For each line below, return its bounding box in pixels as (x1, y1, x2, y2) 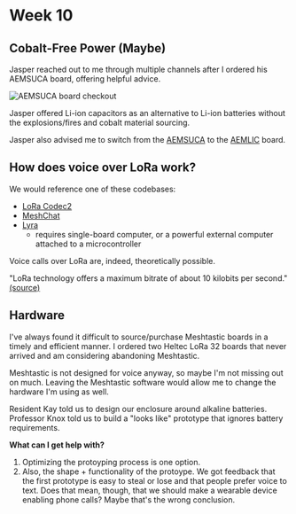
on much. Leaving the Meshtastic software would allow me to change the (9, 377, 277, 387)
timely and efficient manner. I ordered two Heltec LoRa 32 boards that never (9, 340, 287, 351)
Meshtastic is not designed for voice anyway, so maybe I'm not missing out (9, 367, 284, 378)
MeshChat (21, 210, 60, 221)
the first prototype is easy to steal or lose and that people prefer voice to (21, 475, 288, 486)
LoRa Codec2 (21, 200, 73, 211)
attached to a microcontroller (35, 238, 142, 249)
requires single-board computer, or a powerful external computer (35, 229, 274, 239)
